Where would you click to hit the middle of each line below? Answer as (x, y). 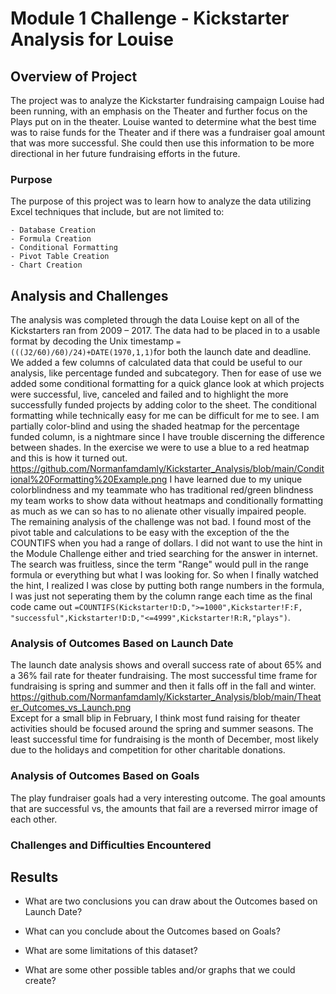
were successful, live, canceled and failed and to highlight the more (149, 394)
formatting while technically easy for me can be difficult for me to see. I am (165, 416)
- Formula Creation (51, 239)
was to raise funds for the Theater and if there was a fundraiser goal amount (167, 132)
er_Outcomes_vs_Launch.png (71, 708)
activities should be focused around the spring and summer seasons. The (162, 729)
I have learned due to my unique (236, 479)
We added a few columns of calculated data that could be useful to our (156, 363)
